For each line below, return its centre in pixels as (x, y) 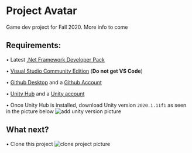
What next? (28, 130)
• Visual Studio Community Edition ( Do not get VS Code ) (75, 71)
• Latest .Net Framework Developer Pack (56, 59)
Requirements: (34, 45)
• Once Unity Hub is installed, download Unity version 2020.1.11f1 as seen (96, 105)
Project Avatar (42, 11)
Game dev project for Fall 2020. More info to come (67, 27)
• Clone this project (30, 144)
